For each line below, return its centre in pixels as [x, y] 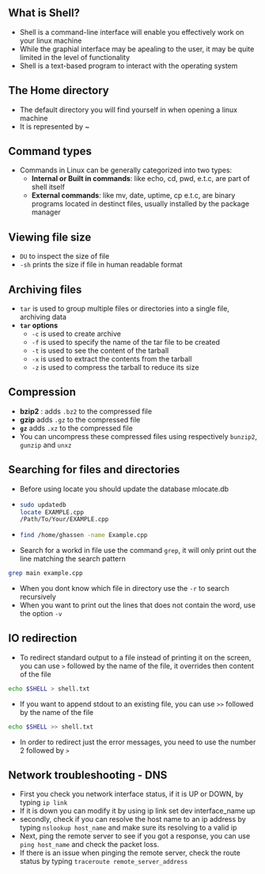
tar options [39, 325]
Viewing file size [50, 237]
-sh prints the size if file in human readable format [101, 265]
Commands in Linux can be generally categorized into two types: [126, 170]
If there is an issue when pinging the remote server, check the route [130, 853]
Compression [42, 392]
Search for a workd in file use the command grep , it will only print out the [138, 551]
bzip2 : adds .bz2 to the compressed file [86, 411]
